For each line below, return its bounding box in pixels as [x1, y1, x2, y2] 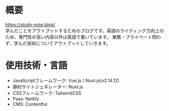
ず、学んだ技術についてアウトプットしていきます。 [5, 40, 111, 46]
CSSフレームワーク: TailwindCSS [12, 90, 82, 96]
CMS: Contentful [12, 101, 48, 107]
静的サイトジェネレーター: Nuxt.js [12, 84, 83, 90]
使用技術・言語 [5, 60, 68, 71]
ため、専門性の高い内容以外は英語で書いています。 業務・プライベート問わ [5, 34, 161, 40]
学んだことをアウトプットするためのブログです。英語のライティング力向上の [5, 27, 164, 33]
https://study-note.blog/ [5, 21, 56, 28]
